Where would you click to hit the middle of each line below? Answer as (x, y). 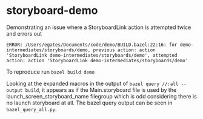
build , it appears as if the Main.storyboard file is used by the (101, 90)
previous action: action (124, 50)
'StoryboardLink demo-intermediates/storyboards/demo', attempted (92, 55)
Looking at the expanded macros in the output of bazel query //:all (92, 83)
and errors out (24, 33)
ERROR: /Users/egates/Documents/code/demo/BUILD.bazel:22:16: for (92, 45)
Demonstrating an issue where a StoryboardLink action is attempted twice (99, 27)
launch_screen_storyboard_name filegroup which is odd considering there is (101, 96)
